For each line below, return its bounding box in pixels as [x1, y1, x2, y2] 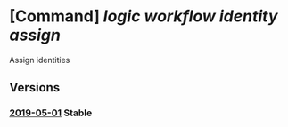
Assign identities [9, 54, 70, 65]
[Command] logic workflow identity [9, 6, 278, 27]
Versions [9, 80, 61, 95]
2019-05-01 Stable [9, 107, 93, 119]
